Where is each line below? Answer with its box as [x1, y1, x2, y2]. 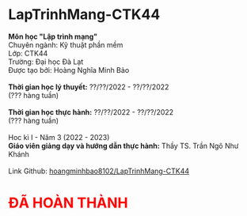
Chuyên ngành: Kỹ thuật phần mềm [8, 40, 123, 49]
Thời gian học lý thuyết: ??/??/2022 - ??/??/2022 [8, 81, 169, 92]
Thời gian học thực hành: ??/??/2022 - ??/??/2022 [8, 107, 174, 116]
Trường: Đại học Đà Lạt [8, 57, 84, 66]
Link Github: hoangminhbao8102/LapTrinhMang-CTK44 [8, 166, 190, 176]
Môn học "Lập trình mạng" [8, 32, 98, 41]
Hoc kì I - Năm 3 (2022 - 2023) [8, 132, 110, 142]
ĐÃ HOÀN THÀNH [8, 194, 128, 212]
